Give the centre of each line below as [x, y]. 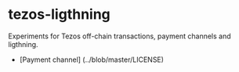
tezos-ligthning [60, 14]
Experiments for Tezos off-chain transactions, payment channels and [119, 36]
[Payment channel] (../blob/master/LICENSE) [92, 59]
